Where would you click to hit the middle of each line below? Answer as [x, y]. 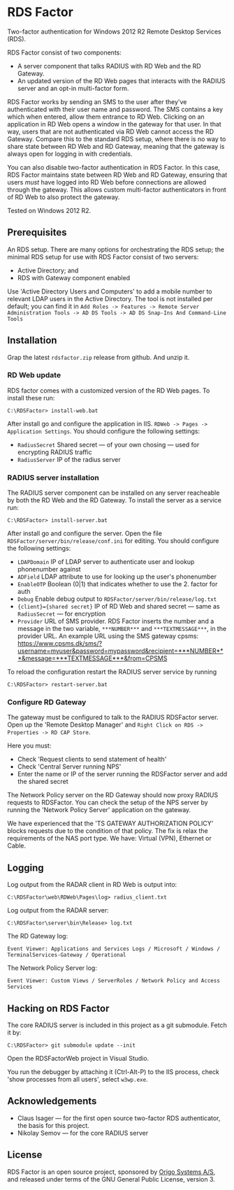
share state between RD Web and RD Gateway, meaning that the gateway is [116, 146]
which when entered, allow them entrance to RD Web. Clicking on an [106, 117]
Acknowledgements [52, 1101]
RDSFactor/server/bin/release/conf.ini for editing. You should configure [113, 541]
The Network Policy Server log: [52, 968]
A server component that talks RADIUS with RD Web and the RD [109, 66]
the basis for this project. [53, 1125]
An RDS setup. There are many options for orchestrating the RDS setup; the [116, 249]
